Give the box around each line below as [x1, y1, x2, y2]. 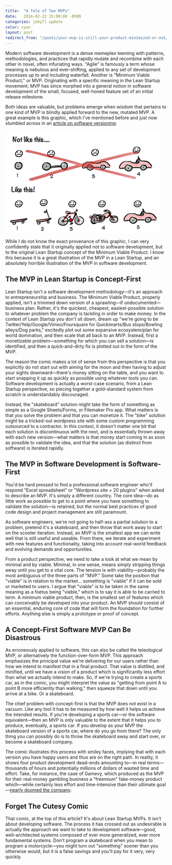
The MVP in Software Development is [5, 460, 127, 468]
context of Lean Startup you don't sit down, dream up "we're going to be [5, 316, 159, 322]
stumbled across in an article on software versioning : [5, 120, 117, 126]
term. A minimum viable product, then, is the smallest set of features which [5, 594, 164, 600]
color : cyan [5, 25, 31, 30]
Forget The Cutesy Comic [5, 802, 89, 811]
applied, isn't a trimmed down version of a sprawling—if [5, 299, 123, 306]
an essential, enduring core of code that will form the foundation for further [5, 605, 164, 611]
